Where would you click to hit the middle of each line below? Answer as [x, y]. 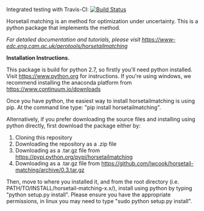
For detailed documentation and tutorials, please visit [73, 39]
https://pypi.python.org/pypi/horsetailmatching [74, 157]
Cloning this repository [44, 138]
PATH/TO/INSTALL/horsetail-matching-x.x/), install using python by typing [99, 188]
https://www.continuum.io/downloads [54, 89]
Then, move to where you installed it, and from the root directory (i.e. [93, 182]
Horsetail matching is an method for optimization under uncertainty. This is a [102, 21]
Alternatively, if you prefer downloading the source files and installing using [101, 119]
